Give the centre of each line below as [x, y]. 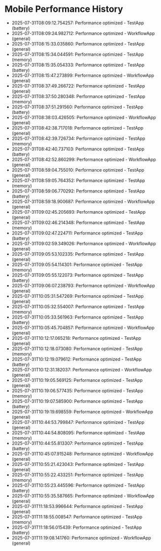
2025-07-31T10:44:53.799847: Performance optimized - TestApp [78, 422]
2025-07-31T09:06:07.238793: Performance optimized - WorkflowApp [83, 285]
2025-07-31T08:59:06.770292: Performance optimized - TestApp [78, 191]
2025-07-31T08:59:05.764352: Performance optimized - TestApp [78, 180]
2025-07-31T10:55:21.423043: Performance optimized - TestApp [78, 464]
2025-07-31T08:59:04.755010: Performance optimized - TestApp [78, 170]
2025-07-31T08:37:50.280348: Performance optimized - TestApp [79, 96]
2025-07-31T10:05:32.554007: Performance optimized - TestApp [78, 306]
